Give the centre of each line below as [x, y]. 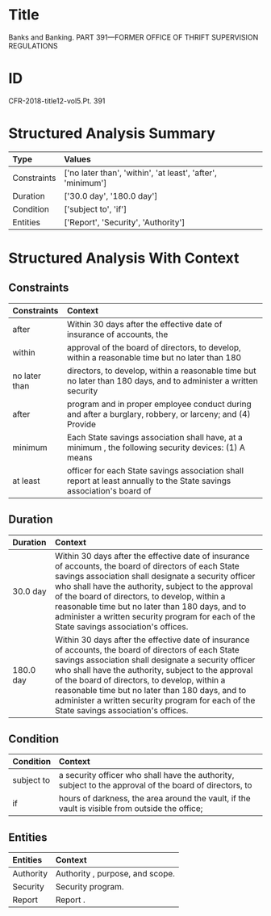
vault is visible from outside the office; [131, 809]
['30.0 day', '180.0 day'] [111, 195]
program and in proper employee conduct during [159, 404]
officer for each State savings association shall [156, 470]
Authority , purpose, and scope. [115, 874]
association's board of [109, 490]
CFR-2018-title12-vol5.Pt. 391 [57, 101]
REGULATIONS [33, 45]
